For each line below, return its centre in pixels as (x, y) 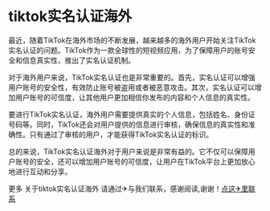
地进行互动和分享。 (40, 171)
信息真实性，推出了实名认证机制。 (78, 60)
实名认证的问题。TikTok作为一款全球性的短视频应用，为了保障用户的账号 (129, 50)
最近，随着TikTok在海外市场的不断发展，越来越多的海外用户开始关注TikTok (132, 40)
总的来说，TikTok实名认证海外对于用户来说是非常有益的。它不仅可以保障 (129, 151)
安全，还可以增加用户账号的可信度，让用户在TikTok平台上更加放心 (145, 161)
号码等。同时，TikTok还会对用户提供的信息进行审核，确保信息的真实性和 (129, 124)
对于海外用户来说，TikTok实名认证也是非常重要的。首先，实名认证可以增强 (132, 77)
